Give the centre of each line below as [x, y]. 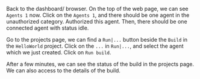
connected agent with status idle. [48, 28]
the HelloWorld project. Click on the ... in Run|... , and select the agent [95, 46]
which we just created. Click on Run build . [59, 52]
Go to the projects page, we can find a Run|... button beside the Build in [97, 39]
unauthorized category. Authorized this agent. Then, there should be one [97, 21]
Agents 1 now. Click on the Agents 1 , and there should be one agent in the [98, 15]
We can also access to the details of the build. [63, 71]
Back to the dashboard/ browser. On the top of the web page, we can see [97, 9]
